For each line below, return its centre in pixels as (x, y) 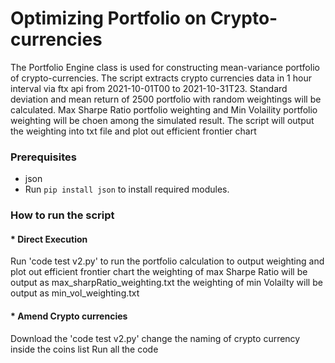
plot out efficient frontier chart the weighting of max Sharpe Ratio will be (159, 272)
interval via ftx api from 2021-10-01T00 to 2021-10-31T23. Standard (149, 88)
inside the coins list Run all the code (84, 349)
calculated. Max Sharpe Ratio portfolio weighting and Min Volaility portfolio (164, 109)
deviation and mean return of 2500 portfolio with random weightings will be (166, 99)
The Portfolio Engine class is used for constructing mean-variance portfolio (165, 67)
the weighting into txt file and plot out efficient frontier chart (133, 131)
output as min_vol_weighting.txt (75, 293)
